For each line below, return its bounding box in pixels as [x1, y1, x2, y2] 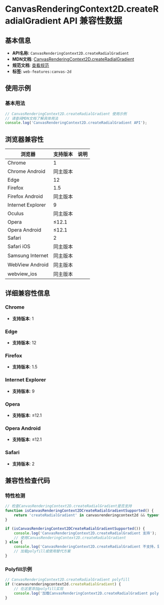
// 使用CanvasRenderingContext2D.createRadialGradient [14, 535, 126, 540]
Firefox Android [7, 193, 43, 200]
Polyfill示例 [5, 565, 32, 572]
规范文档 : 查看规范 [12, 63, 49, 68]
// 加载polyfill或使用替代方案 [14, 549, 71, 554]
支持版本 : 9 [12, 388, 35, 394]
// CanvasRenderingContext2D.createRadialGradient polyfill [5, 577, 130, 582]
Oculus [7, 210, 24, 217]
